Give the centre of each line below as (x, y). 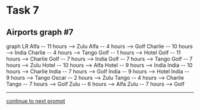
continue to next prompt (36, 101)
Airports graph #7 (40, 32)
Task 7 (23, 10)
